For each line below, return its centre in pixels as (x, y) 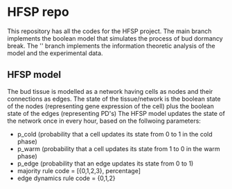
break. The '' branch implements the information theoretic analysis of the (111, 46)
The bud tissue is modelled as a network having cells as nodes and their (110, 91)
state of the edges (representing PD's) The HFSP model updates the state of (116, 113)
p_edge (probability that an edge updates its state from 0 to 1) (105, 163)
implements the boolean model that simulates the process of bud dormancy (115, 38)
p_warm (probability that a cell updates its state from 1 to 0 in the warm (118, 148)
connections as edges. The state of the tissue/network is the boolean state (114, 99)
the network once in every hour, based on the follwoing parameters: (104, 121)
